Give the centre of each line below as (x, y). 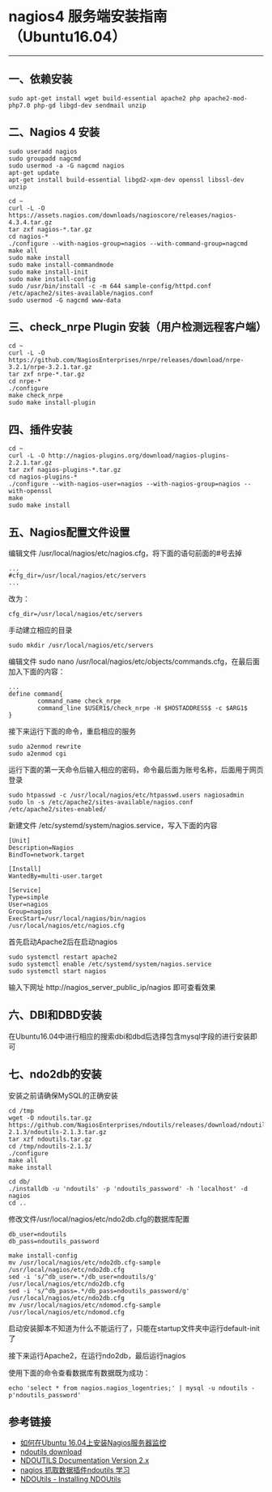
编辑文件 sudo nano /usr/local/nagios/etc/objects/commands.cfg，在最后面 (134, 661)
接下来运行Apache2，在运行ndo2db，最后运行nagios (97, 1355)
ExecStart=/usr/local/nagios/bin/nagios (78, 919)
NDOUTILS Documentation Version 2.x (85, 1460)
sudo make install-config (52, 279)
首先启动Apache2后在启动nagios (63, 942)
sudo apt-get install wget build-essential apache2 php (104, 98)
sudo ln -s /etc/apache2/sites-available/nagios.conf (101, 802)
